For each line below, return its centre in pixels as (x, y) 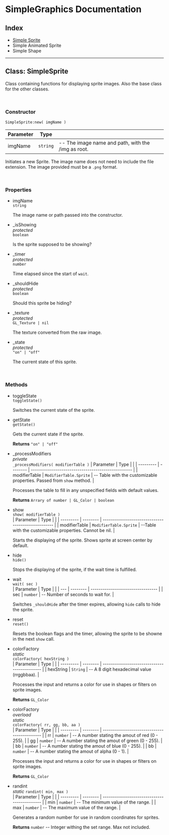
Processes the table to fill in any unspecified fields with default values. (86, 490)
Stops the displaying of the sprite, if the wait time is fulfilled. (75, 569)
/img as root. (73, 149)
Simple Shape (27, 51)
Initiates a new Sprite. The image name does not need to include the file (80, 162)
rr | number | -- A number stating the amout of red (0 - (103, 735)
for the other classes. (27, 89)
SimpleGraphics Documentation (73, 9)
